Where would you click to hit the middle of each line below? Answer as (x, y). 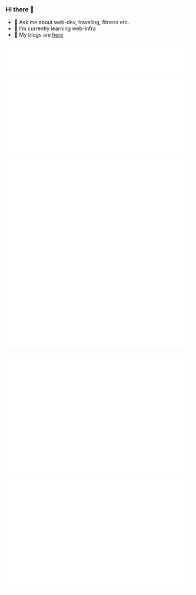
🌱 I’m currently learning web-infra (55, 28)
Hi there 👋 (20, 9)
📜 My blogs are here (39, 35)
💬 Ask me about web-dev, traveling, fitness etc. (72, 22)
